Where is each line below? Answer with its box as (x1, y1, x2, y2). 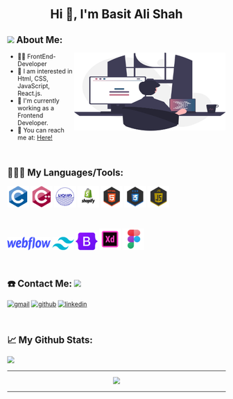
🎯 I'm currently (17, 96, 60, 105)
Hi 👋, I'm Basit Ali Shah (50, 6, 183, 22)
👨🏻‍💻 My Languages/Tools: (7, 167, 123, 179)
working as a (17, 104, 54, 112)
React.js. (17, 90, 43, 97)
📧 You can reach (17, 126, 64, 134)
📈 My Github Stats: (7, 334, 94, 346)
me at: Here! (17, 133, 53, 142)
